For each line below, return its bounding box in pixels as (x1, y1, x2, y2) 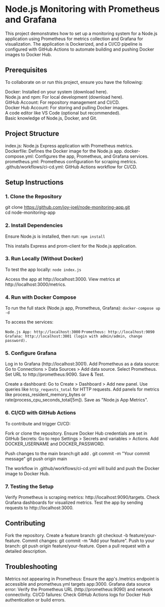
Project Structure (5, 130, 59, 138)
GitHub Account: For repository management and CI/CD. (5, 99, 120, 105)
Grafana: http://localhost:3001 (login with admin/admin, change (5, 334, 142, 339)
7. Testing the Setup (5, 483, 54, 490)
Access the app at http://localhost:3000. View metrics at (5, 276, 120, 282)
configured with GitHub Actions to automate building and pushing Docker (5, 46, 155, 52)
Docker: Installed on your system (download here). (5, 88, 108, 95)
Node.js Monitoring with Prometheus (5, 3, 160, 15)
